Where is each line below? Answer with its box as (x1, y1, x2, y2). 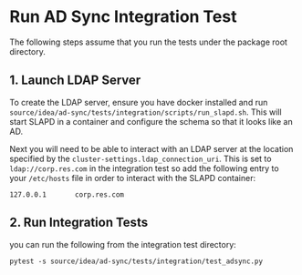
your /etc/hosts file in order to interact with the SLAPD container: (9, 172, 256, 183)
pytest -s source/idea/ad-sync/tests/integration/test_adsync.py (9, 257, 263, 266)
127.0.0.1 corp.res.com (9, 189, 125, 199)
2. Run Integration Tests (9, 215, 149, 230)
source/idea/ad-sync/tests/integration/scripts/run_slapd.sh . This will (9, 107, 282, 117)
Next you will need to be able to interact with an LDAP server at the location (9, 143, 294, 154)
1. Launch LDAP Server (9, 73, 141, 88)
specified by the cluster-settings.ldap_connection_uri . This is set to (9, 153, 272, 164)
